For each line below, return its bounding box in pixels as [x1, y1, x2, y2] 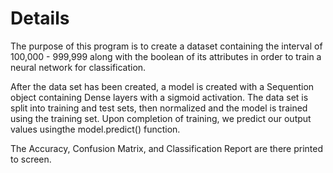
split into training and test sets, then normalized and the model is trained [10, 102, 308, 114]
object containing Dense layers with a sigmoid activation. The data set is [10, 91, 309, 103]
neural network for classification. [10, 61, 147, 73]
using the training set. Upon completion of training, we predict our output [10, 112, 312, 124]
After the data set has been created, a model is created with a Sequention [10, 80, 315, 92]
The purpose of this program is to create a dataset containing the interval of [10, 40, 323, 52]
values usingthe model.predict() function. [10, 123, 181, 135]
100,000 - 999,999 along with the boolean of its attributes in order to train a [10, 50, 322, 62]
